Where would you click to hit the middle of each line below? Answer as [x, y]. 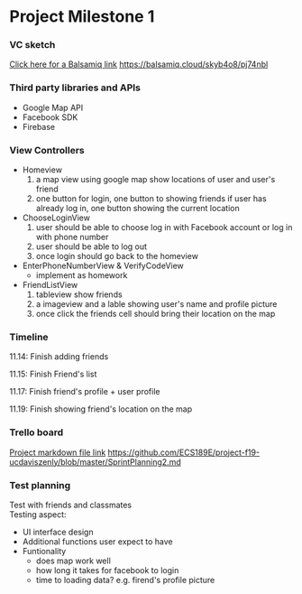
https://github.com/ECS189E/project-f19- [183, 452]
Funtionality [44, 551]
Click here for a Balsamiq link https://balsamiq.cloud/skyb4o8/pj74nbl [139, 64]
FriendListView [50, 285]
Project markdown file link [58, 452]
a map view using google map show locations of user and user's [156, 180]
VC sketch [32, 45]
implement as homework [82, 275]
